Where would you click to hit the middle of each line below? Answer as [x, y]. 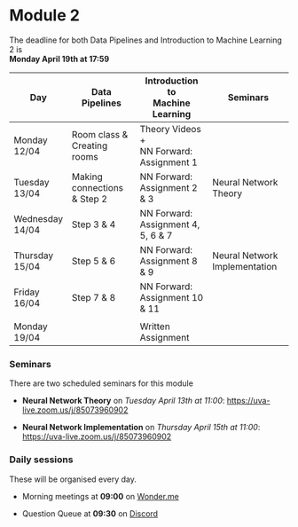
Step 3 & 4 [94, 224]
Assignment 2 [169, 187]
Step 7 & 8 [94, 297]
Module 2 [44, 16]
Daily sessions [41, 460]
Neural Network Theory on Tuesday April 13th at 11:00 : [123, 401]
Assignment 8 [169, 261]
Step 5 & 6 [94, 261]
